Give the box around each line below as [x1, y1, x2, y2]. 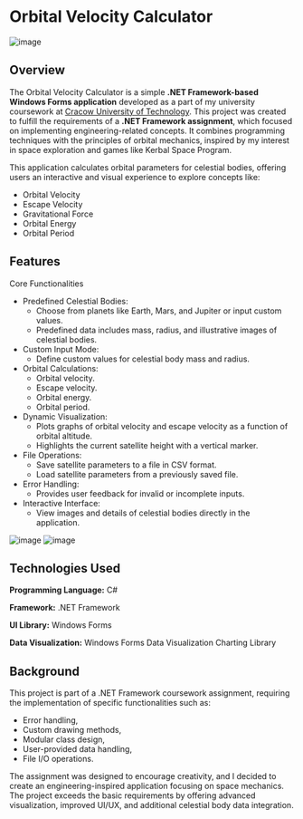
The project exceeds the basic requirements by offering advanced [9, 790, 256, 801]
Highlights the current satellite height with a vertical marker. [35, 439, 259, 450]
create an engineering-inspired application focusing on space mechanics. [9, 781, 285, 792]
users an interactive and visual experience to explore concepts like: [9, 171, 260, 182]
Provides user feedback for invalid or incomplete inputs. [35, 487, 245, 499]
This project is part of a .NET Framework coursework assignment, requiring [9, 688, 290, 699]
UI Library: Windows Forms [9, 620, 112, 631]
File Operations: [22, 449, 82, 460]
